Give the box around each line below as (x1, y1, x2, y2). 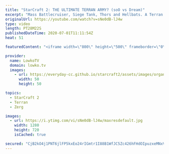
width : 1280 (14, 123, 39, 128)
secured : (5, 141, 24, 146)
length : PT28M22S (5, 26, 42, 31)
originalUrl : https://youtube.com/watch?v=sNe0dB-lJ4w (5, 17, 123, 22)
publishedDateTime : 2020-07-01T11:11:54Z (5, 31, 94, 36)
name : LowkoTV (10, 58, 39, 63)
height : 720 (14, 127, 39, 133)
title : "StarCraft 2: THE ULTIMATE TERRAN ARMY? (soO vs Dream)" (5, 7, 145, 13)
